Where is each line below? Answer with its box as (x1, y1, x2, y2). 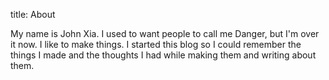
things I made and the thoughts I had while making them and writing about (10, 49, 317, 61)
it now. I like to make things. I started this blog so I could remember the (10, 39, 302, 50)
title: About (10, 9, 56, 20)
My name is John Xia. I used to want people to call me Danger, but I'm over (10, 28, 320, 39)
